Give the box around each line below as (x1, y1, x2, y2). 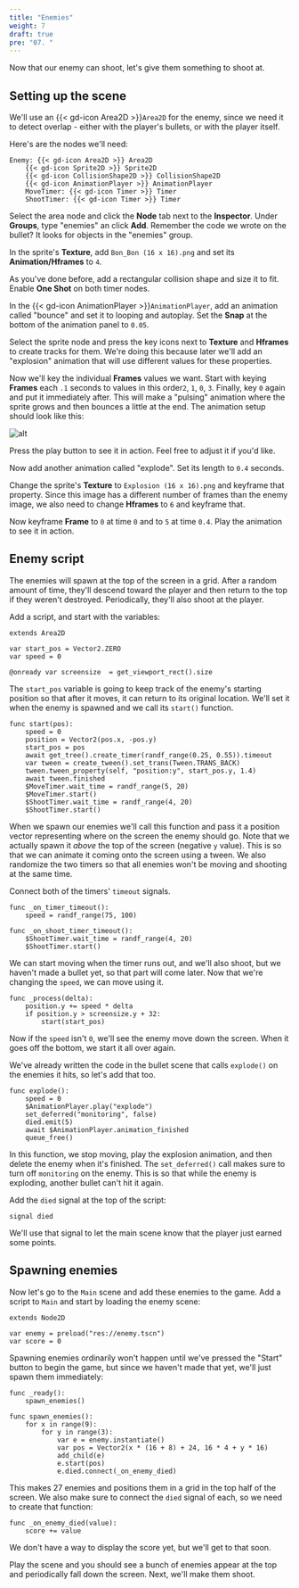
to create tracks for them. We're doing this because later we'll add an (9, 346, 263, 357)
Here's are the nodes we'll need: (9, 139, 129, 150)
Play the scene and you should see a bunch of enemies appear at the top (9, 1559, 278, 1570)
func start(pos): (9, 719, 74, 728)
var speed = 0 (9, 652, 62, 661)
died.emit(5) (25, 1117, 74, 1127)
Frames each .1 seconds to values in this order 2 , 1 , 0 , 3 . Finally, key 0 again (9, 383, 287, 393)
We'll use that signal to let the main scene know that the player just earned (9, 1228, 282, 1238)
